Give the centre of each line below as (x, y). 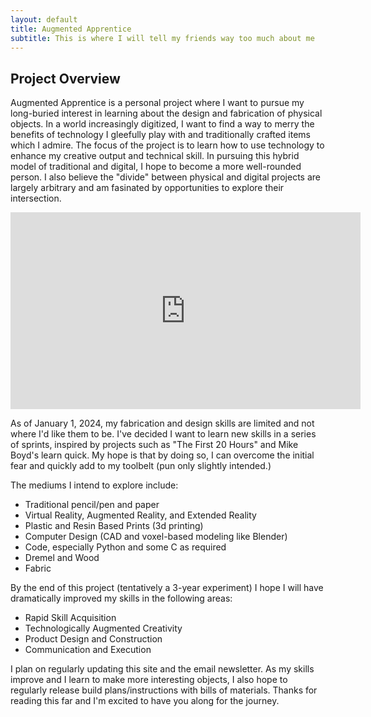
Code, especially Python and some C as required (125, 547)
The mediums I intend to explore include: (94, 485)
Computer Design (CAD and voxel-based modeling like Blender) (156, 537)
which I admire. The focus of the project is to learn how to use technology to (167, 145)
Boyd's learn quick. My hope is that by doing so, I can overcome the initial (162, 455)
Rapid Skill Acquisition (70, 618)
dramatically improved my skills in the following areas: (121, 598)
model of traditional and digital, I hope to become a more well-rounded (156, 167)
